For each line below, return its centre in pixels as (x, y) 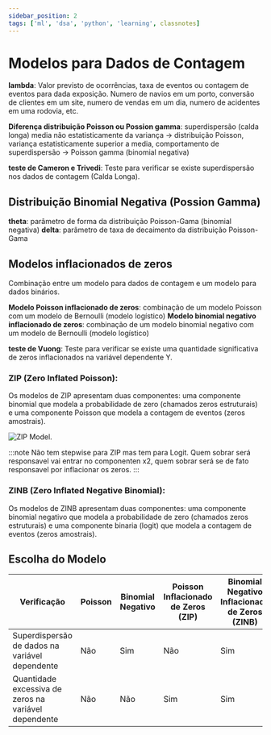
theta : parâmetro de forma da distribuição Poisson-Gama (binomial (120, 222)
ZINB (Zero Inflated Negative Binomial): (87, 491)
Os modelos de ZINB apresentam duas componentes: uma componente (127, 508)
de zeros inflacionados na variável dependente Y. (91, 357)
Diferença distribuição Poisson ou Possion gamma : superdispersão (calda (134, 127)
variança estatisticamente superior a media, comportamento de (114, 144)
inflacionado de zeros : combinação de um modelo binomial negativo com (131, 325)
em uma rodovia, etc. (44, 111)
